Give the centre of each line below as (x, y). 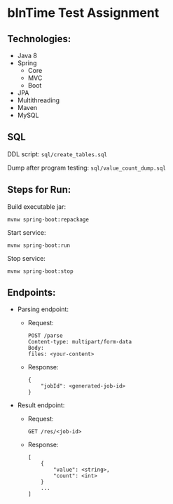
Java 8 (27, 55)
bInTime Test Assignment (83, 13)
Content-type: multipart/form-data (79, 342)
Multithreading (39, 100)
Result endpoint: (41, 405)
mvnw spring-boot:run (39, 245)
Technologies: (39, 39)
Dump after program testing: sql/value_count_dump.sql (87, 168)
